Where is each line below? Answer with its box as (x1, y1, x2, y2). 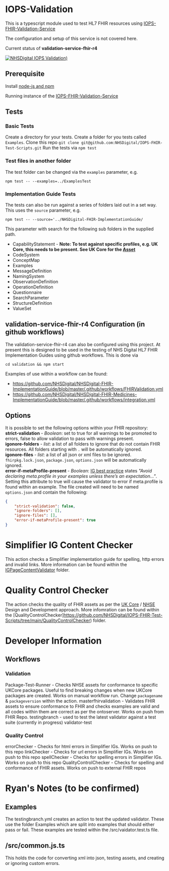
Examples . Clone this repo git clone (5, 139, 79, 146)
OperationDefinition (12, 284, 54, 290)
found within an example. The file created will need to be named (5, 483, 139, 490)
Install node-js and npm (5, 83, 54, 89)
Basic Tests (5, 123, 34, 130)
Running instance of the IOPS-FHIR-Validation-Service (5, 92, 119, 99)
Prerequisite (5, 70, 45, 78)
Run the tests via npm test (42, 145, 97, 151)
